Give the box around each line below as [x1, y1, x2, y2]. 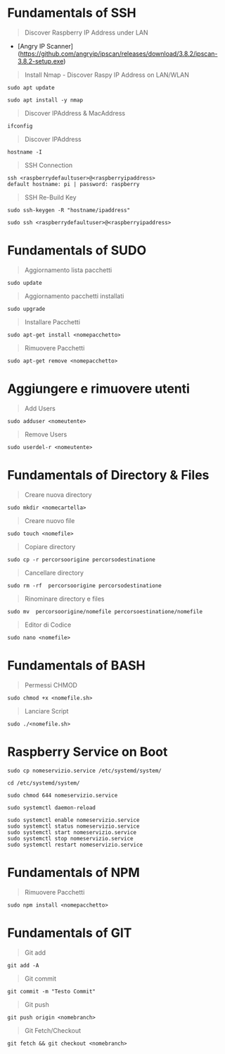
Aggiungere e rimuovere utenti [7, 381, 190, 397]
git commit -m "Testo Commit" [7, 988, 96, 995]
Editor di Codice [24, 620, 72, 629]
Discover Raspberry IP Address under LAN [24, 28, 149, 37]
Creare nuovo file [24, 516, 75, 525]
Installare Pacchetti [24, 317, 81, 326]
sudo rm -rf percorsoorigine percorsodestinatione [7, 582, 162, 589]
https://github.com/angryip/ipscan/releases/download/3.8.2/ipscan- [20, 49, 218, 58]
